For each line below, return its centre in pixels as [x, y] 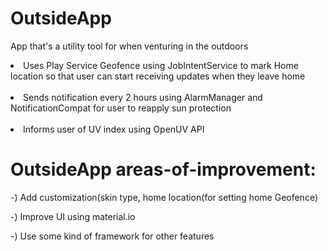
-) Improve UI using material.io [73, 216]
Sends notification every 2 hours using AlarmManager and [143, 97]
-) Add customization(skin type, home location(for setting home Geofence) [164, 197]
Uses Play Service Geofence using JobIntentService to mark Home [161, 65]
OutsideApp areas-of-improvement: [163, 169]
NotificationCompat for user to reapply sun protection [121, 108]
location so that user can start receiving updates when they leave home [158, 76]
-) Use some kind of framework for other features [112, 236]
